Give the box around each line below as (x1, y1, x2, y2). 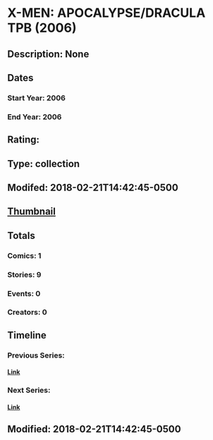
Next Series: (7, 386, 51, 396)
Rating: (7, 134, 40, 146)
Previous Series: (7, 350, 65, 360)
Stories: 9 (7, 269, 42, 279)
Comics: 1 (7, 250, 42, 260)
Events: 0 (7, 288, 41, 298)
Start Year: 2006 (7, 93, 66, 103)
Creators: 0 (7, 307, 47, 317)
